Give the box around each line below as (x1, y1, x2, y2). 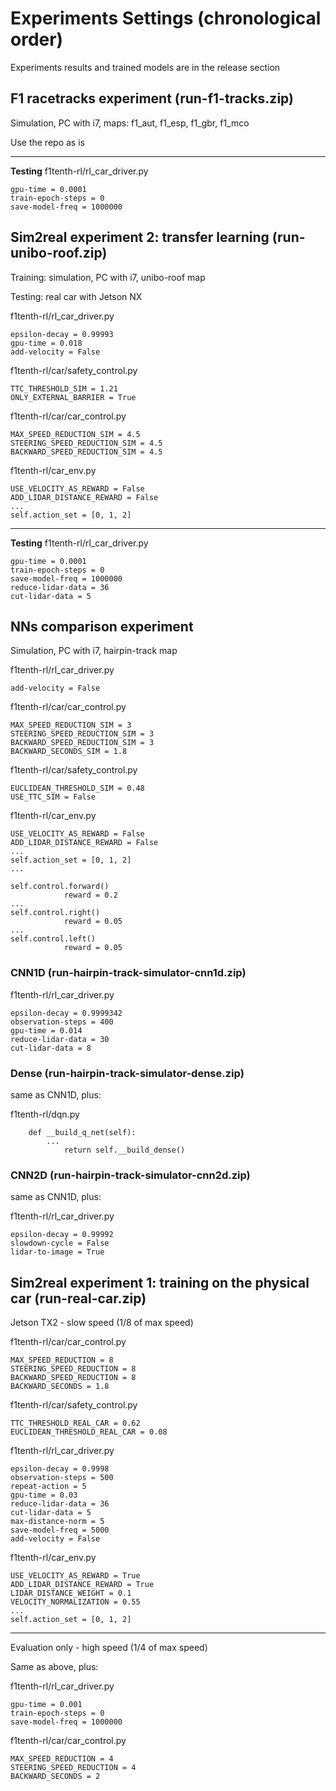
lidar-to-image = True (10, 1247, 105, 1257)
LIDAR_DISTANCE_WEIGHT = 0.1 (10, 1588, 132, 1599)
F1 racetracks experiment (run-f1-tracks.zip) (10, 90, 294, 107)
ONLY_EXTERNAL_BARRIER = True (10, 392, 137, 402)
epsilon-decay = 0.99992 (10, 1230, 114, 1240)
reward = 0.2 (63, 890, 118, 901)
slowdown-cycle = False (10, 1238, 110, 1249)
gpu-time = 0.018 (10, 338, 83, 348)
